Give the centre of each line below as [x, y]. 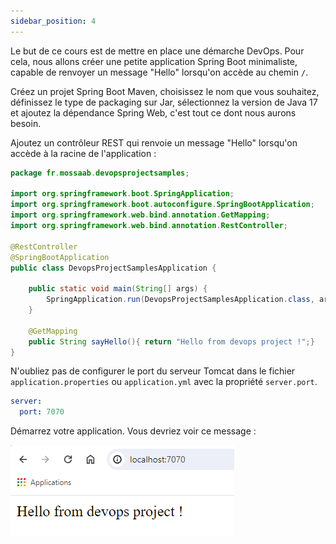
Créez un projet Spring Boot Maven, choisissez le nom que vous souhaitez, [165, 91]
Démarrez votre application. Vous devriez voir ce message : [133, 431]
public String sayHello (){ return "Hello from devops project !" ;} [171, 341]
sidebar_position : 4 [53, 21]
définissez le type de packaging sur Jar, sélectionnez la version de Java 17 [164, 102]
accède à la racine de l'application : [83, 153]
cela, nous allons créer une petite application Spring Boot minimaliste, [154, 61]
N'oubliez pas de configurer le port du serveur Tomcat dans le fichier [153, 371]
